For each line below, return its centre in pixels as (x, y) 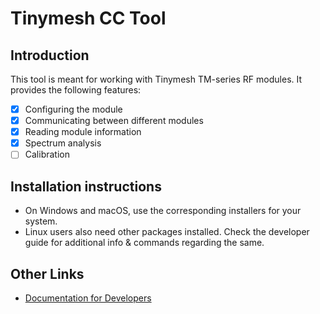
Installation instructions (86, 186)
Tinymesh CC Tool (88, 18)
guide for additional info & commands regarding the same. (144, 243)
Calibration (47, 154)
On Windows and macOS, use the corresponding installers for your (163, 211)
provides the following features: (76, 90)
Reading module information (83, 132)
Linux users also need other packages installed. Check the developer (167, 232)
